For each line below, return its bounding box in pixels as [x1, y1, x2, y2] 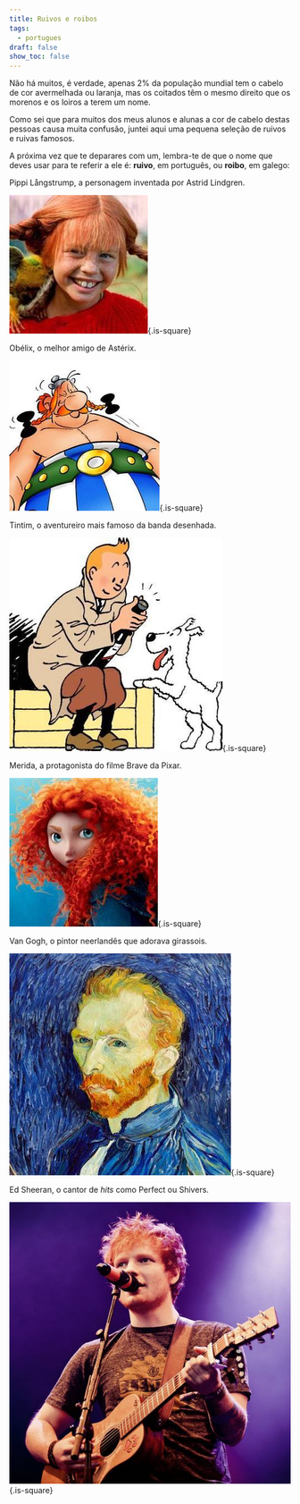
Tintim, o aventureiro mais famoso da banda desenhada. [9, 520, 217, 531]
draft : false [9, 43, 58, 52]
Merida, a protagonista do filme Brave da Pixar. [9, 760, 182, 771]
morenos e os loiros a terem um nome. [9, 97, 152, 107]
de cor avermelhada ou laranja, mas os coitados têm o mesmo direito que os [9, 88, 291, 98]
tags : [9, 23, 29, 33]
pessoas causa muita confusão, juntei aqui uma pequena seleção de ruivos [9, 123, 287, 134]
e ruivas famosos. [9, 133, 75, 144]
